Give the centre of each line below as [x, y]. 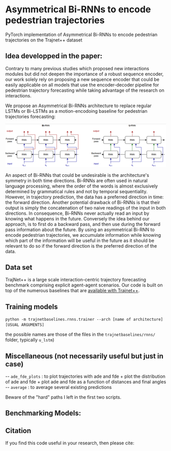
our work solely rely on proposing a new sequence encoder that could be [82, 79]
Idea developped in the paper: [54, 56]
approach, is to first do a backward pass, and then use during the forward [83, 224]
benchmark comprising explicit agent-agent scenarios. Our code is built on [84, 285]
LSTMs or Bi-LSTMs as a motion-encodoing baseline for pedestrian [76, 111]
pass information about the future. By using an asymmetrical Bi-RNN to [80, 230]
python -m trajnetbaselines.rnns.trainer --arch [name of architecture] [84, 320]
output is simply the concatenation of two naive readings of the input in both [86, 208]
